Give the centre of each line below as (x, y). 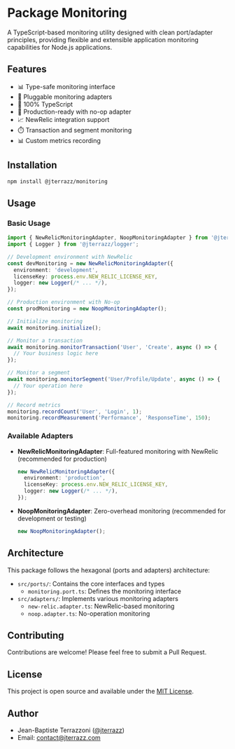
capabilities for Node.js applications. (60, 47)
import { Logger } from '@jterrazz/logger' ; (73, 244)
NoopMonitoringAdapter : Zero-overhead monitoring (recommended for (121, 511)
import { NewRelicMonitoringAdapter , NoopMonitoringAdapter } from (108, 238)
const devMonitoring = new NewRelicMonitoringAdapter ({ (90, 263)
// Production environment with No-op (64, 302)
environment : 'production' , (65, 478)
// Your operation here (48, 386)
